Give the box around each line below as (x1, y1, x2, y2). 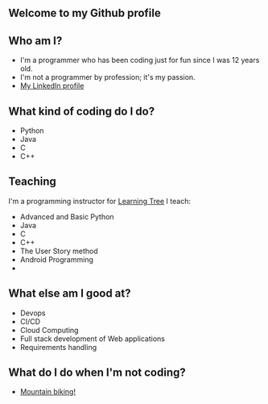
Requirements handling (19, 342, 97, 352)
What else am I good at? (8, 286, 131, 301)
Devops (19, 308, 46, 318)
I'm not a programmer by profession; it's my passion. (19, 73, 196, 82)
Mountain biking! (19, 387, 76, 397)
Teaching (8, 175, 56, 189)
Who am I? (8, 34, 63, 48)
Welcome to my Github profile (8, 6, 161, 20)
